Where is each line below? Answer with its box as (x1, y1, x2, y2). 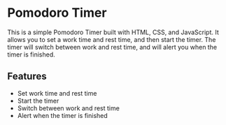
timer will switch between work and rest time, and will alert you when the (7, 43, 218, 51)
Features (7, 71, 47, 82)
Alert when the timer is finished (17, 111, 108, 119)
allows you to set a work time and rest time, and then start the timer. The (7, 35, 216, 43)
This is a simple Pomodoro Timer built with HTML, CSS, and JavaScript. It (7, 28, 219, 36)
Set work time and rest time (17, 89, 97, 97)
